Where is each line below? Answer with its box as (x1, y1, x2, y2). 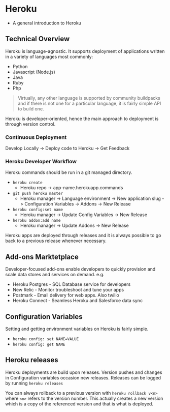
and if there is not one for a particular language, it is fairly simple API (17, 100, 161, 106)
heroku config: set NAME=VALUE (12, 336, 79, 341)
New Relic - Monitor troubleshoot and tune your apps (12, 287, 124, 293)
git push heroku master (12, 191, 63, 196)
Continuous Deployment (5, 133, 67, 140)
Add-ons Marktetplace (5, 252, 79, 261)
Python (12, 63, 28, 69)
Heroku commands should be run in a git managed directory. (5, 169, 132, 175)
